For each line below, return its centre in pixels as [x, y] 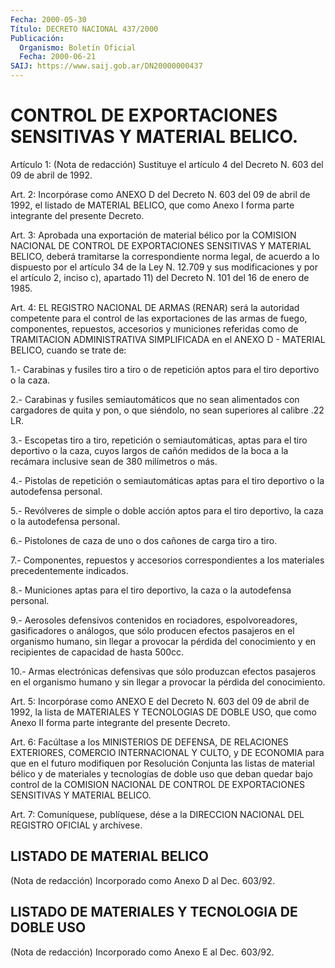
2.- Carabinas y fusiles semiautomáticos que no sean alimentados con [155, 399]
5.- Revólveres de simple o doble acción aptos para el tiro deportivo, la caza [167, 510]
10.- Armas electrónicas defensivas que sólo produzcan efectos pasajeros [163, 671]
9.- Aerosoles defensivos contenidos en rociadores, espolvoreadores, [154, 620]
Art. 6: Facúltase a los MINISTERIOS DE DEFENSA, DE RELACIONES [149, 742]
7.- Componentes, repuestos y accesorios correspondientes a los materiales [167, 560]
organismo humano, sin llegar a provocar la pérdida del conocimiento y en [163, 641]
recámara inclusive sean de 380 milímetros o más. [114, 461]
